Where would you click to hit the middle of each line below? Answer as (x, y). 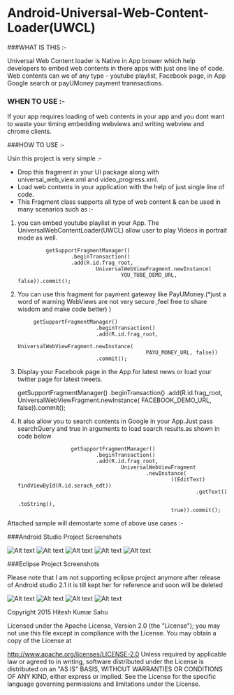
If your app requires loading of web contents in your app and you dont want (116, 116)
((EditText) (188, 480)
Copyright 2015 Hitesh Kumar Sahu (58, 612)
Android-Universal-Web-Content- (108, 13)
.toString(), (36, 504)
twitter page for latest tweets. (60, 379)
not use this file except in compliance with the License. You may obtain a (112, 633)
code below (34, 436)
